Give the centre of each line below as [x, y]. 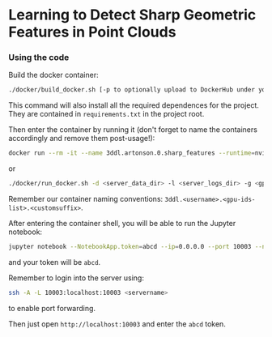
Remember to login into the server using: [76, 278]
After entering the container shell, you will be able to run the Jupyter [122, 224]
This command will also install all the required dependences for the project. [134, 105]
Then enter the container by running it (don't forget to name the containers [133, 130]
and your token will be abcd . [55, 262]
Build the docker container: [53, 75]
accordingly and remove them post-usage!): [82, 139]
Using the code [39, 58]
